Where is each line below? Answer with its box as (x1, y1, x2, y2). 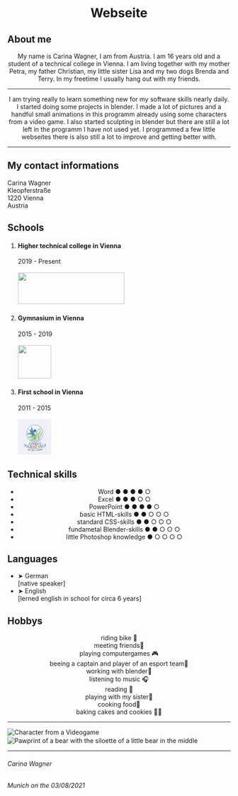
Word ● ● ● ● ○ (98, 487, 151, 495)
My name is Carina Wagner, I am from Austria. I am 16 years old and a (17, 52, 221, 60)
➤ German (17, 572, 48, 581)
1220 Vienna (7, 194, 44, 202)
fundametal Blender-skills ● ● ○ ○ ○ (68, 525, 181, 533)
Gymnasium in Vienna (17, 314, 84, 322)
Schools (7, 222, 45, 234)
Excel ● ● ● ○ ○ (98, 495, 151, 503)
